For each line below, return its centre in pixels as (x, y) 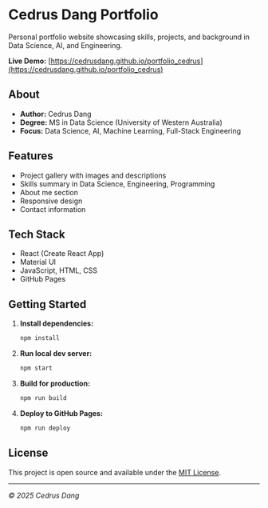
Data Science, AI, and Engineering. (65, 45)
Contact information (53, 209)
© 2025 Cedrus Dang (44, 495)
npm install (39, 338)
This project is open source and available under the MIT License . (115, 472)
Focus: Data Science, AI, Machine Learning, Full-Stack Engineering (130, 130)
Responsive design (51, 201)
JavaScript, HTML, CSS (59, 270)
